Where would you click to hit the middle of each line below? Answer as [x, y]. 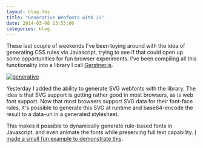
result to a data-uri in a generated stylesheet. [63, 114]
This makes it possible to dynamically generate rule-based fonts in [89, 126]
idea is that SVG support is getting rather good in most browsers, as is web [100, 95]
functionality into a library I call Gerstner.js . [60, 65]
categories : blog [28, 29]
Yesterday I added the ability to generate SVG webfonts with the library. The [101, 89]
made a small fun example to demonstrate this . [65, 139]
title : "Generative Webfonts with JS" [55, 18]
